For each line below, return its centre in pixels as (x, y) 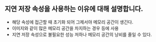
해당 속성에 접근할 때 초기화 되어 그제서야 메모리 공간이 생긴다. (72, 22)
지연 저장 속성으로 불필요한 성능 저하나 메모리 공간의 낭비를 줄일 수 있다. (82, 34)
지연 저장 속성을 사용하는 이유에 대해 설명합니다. (74, 9)
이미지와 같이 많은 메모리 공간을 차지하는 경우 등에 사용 (65, 28)
